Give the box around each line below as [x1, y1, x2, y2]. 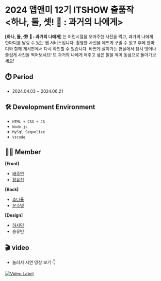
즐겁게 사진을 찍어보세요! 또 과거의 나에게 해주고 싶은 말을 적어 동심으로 [5, 52, 140, 57]
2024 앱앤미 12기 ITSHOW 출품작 [5, 4, 134, 16]
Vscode [12, 135, 26, 140]
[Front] [5, 161, 19, 167]
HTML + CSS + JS [12, 119, 45, 124]
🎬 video [5, 244, 30, 252]
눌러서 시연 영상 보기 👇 [12, 260, 56, 265]
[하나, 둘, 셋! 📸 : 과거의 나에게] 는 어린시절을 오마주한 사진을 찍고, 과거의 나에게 [5, 34, 154, 39]
